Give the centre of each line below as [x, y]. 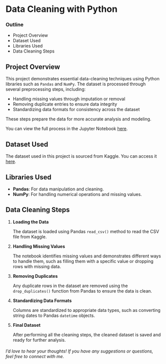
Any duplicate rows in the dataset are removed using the [70, 286]
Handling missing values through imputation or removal [69, 99]
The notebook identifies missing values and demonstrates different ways [87, 256]
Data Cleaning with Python [62, 9]
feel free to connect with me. [35, 357]
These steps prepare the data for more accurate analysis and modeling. [79, 119]
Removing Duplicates [35, 276]
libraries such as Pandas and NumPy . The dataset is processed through [76, 84]
